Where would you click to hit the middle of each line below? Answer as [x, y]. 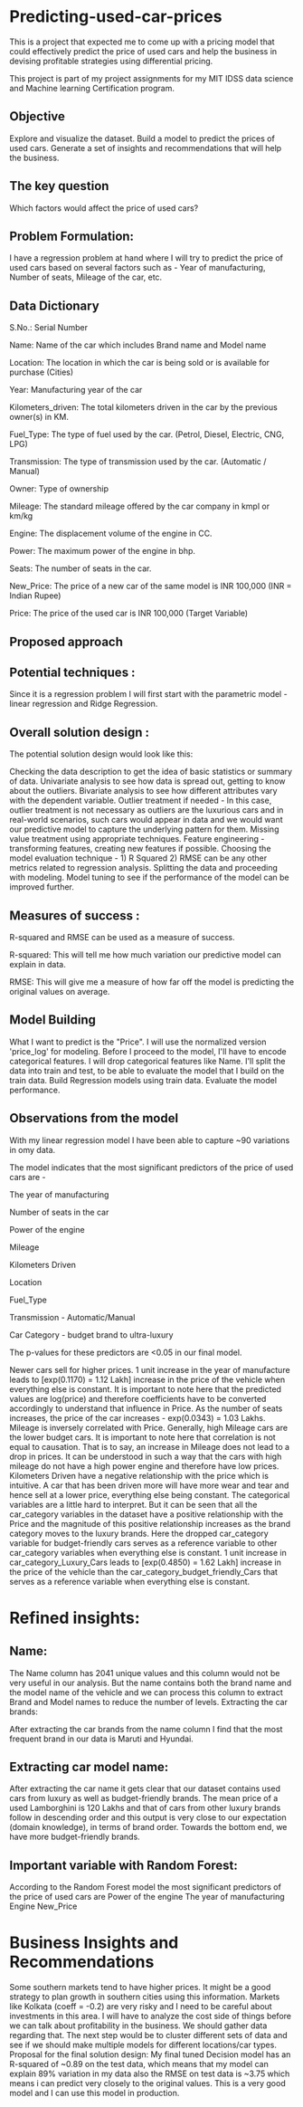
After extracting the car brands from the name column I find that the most [146, 1729]
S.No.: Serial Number [49, 328]
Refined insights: [75, 1618]
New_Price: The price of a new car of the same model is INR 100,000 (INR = [151, 586]
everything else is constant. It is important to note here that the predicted [146, 1389]
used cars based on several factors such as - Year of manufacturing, [137, 268]
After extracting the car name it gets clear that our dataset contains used [145, 1788]
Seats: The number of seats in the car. [80, 568]
